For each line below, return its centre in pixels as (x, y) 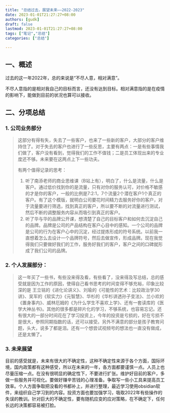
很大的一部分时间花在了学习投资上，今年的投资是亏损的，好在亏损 (91, 315)
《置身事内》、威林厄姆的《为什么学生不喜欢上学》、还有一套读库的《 (89, 302)
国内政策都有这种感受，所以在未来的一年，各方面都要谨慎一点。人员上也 (89, 367)
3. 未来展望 (19, 348)
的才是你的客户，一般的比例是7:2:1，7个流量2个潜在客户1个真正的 (93, 194)
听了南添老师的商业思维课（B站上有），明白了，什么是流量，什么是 (94, 181)
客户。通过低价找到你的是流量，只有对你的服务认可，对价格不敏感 (94, 187)
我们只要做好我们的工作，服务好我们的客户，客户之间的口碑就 (94, 244)
